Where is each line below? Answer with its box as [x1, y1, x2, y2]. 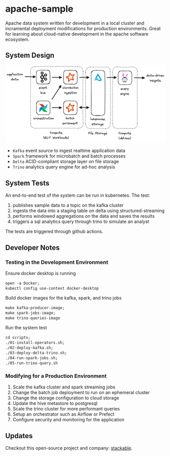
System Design [5, 51, 54, 60]
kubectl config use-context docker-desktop [5, 286, 99, 291]
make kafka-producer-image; [5, 305, 65, 310]
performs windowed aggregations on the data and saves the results [12, 213, 155, 219]
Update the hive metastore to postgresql [12, 400, 98, 406]
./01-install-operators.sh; [5, 340, 65, 345]
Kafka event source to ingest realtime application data [12, 148, 126, 154]
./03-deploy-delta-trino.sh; [5, 350, 67, 355]
